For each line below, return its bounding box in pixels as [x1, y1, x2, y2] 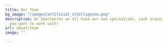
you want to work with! [9, 21, 59, 26]
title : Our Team [5, 7, 39, 12]
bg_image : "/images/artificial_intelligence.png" [5, 12, 110, 17]
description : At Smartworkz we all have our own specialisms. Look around [5, 16, 164, 21]
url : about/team [5, 26, 39, 31]
